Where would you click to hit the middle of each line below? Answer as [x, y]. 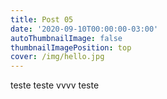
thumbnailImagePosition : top [71, 47]
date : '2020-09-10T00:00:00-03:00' [84, 29]
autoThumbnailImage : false [66, 38]
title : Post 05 [42, 19]
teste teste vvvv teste [55, 85]
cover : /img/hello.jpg [57, 57]
